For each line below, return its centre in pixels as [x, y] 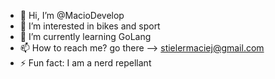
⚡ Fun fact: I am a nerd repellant [85, 63]
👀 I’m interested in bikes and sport [90, 26]
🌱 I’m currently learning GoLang [85, 36]
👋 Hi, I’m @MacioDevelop [72, 15]
